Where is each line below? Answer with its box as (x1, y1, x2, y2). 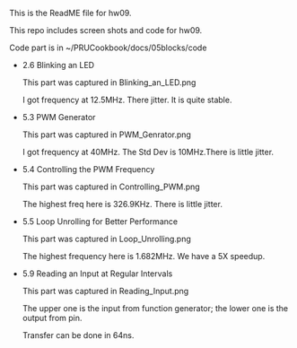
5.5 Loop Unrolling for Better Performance (22, 216, 178, 227)
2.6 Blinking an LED (22, 60, 95, 70)
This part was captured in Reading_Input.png (22, 286, 189, 296)
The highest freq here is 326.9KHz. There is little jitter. (22, 199, 223, 209)
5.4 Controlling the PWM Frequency (22, 164, 155, 174)
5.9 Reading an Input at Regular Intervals (22, 268, 173, 279)
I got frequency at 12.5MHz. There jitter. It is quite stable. (22, 94, 232, 105)
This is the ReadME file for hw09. (9, 8, 132, 18)
